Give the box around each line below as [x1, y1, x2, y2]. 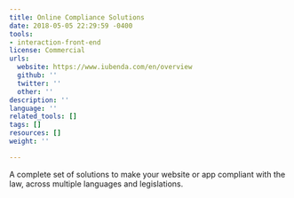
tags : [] [9, 121, 42, 130]
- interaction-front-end [9, 37, 101, 47]
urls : [9, 54, 29, 63]
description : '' [9, 95, 69, 105]
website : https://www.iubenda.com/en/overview [17, 63, 193, 72]
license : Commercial [9, 46, 86, 55]
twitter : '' [17, 79, 62, 88]
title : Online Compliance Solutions [9, 12, 145, 22]
